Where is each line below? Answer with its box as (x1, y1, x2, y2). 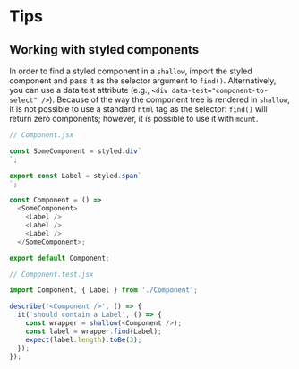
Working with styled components (9, 42, 200, 57)
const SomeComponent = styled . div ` (9, 146, 142, 156)
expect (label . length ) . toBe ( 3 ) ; (25, 335, 142, 344)
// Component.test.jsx (9, 270, 94, 279)
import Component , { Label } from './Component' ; (9, 286, 199, 295)
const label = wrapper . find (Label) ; (25, 327, 163, 336)
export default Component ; (9, 253, 110, 262)
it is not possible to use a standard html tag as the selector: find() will (9, 104, 268, 114)
